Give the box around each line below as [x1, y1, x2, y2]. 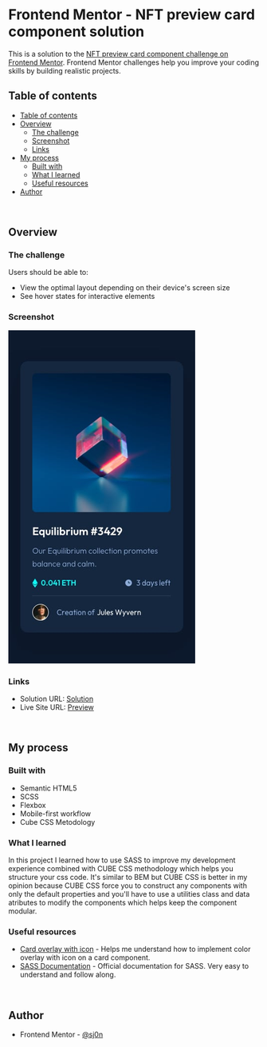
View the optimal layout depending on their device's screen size [19, 283, 230, 293]
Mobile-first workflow [19, 809, 92, 818]
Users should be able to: [8, 268, 89, 277]
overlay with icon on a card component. [19, 953, 151, 962]
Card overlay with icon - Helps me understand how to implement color [19, 945, 251, 954]
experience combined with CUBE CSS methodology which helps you [8, 864, 234, 874]
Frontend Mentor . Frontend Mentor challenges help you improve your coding [8, 58, 260, 67]
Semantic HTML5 [19, 783, 77, 793]
